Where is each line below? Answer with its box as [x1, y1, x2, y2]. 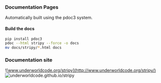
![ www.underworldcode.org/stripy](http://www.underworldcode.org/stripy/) [5, 68, 156, 73]
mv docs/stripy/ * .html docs [5, 45, 62, 50]
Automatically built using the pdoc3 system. [5, 15, 93, 21]
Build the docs [5, 25, 35, 31]
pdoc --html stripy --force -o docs [5, 41, 79, 46]
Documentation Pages [5, 4, 59, 11]
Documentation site [5, 57, 52, 63]
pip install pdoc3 [5, 36, 42, 41]
